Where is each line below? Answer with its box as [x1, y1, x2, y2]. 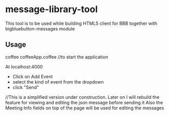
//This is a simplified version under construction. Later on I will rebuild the [5, 94, 159, 100]
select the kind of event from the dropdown [12, 79, 104, 85]
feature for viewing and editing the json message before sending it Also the [5, 99, 163, 105]
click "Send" [12, 84, 39, 90]
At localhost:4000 [5, 63, 43, 69]
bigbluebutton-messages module [5, 25, 75, 31]
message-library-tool [5, 4, 98, 15]
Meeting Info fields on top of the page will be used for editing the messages [5, 105, 164, 111]
